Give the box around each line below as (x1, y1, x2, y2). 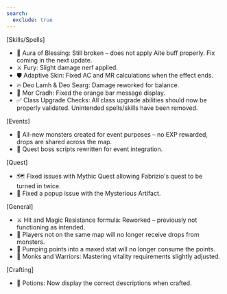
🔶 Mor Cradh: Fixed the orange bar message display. (16, 89, 166, 97)
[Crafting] (6, 265, 34, 273)
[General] (6, 202, 34, 210)
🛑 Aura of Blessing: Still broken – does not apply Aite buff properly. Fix (16, 49, 215, 57)
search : (6, 10, 29, 17)
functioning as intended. (16, 223, 86, 231)
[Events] (6, 117, 30, 125)
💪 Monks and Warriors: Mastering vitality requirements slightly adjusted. (16, 252, 221, 260)
